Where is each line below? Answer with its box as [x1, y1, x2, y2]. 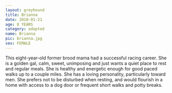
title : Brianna [5, 12, 38, 17]
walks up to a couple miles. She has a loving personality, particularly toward [5, 71, 166, 77]
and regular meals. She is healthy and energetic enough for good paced [5, 65, 158, 72]
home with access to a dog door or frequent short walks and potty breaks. [5, 82, 163, 88]
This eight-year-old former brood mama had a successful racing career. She [5, 55, 167, 61]
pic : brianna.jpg [5, 36, 43, 41]
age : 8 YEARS [5, 21, 33, 27]
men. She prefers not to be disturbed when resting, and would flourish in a [5, 76, 163, 82]
